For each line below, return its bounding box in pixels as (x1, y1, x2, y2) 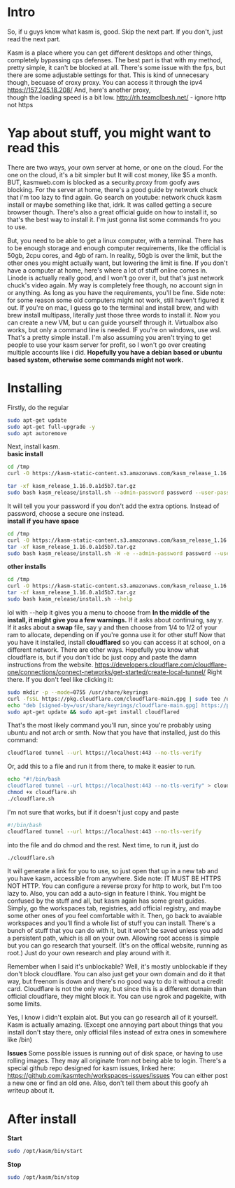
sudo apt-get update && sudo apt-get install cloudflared (7, 709, 180, 716)
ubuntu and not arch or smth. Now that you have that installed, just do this (7, 728, 220, 737)
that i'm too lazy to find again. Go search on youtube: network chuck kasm (7, 193, 222, 201)
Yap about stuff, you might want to (7, 125, 211, 141)
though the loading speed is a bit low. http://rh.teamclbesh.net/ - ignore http (7, 93, 227, 102)
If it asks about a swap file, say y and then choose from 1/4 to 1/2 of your (7, 623, 218, 631)
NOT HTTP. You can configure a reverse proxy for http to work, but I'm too (7, 882, 222, 890)
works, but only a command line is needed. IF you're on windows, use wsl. (7, 325, 222, 334)
